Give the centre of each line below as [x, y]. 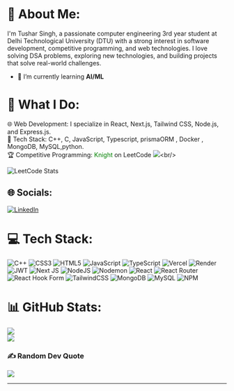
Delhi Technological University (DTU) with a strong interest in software [108, 40]
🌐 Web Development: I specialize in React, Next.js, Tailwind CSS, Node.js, [113, 124]
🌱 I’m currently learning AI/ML [61, 77]
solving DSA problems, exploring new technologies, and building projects [112, 56]
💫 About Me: [44, 14]
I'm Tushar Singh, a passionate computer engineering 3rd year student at [112, 33]
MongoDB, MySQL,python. [46, 146]
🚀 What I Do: [44, 105]
